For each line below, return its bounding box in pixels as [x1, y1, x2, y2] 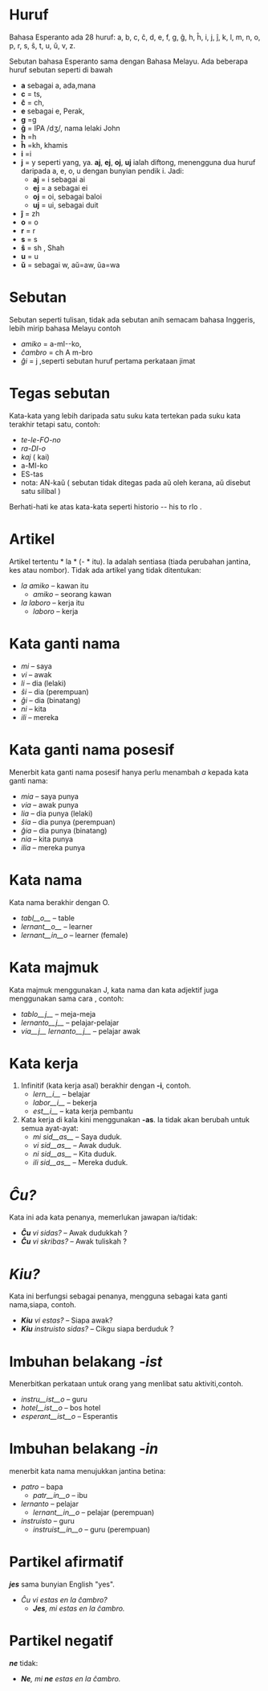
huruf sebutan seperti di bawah [9, 64, 113, 74]
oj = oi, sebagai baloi [32, 191, 103, 201]
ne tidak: [9, 1659, 39, 1668]
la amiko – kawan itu [20, 581, 89, 590]
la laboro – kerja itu [20, 598, 85, 607]
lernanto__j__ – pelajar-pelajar [20, 1018, 120, 1027]
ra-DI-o [20, 443, 47, 453]
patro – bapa [20, 1482, 63, 1491]
